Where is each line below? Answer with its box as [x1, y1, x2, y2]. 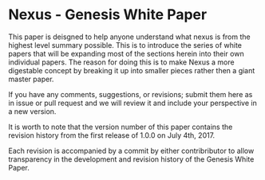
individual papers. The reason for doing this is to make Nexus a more [8, 57, 235, 67]
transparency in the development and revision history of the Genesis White [8, 154, 255, 164]
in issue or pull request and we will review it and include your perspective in [8, 98, 257, 108]
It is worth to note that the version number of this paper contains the [8, 122, 233, 131]
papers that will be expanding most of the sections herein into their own [8, 49, 245, 58]
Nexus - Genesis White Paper [8, 6, 208, 24]
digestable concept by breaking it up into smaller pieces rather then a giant [8, 65, 255, 75]
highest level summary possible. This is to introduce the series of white [8, 40, 242, 49]
